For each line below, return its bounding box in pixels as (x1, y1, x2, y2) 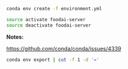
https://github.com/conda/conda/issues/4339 (6, 45, 122, 52)
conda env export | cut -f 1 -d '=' (6, 56, 99, 63)
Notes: (6, 33, 24, 41)
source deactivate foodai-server (6, 22, 91, 28)
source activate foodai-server (6, 16, 86, 22)
